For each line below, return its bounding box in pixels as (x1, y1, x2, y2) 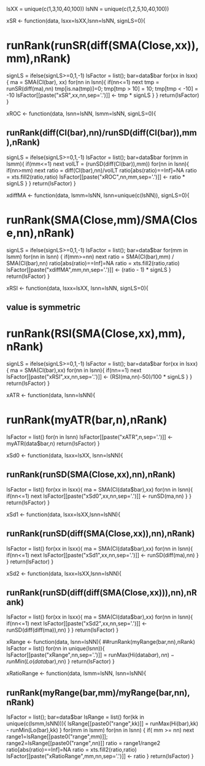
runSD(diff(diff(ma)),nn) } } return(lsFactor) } (6, 626, 118, 634)
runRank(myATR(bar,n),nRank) (6, 413, 168, 427)
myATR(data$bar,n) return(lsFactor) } (6, 439, 100, 447)
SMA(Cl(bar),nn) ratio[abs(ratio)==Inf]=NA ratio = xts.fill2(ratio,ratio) (6, 259, 180, 266)
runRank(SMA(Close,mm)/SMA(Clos (6, 213, 198, 226)
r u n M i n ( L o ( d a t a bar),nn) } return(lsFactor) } (6, 658, 115, 665)
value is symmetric (6, 302, 81, 312)
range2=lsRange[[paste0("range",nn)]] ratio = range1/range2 (6, 740, 161, 747)
